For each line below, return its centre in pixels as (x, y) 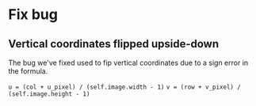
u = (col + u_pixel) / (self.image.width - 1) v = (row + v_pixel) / (125, 87)
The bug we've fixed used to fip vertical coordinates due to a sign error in (128, 62)
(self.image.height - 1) (49, 94)
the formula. (28, 71)
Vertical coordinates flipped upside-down (114, 44)
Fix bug (33, 15)
